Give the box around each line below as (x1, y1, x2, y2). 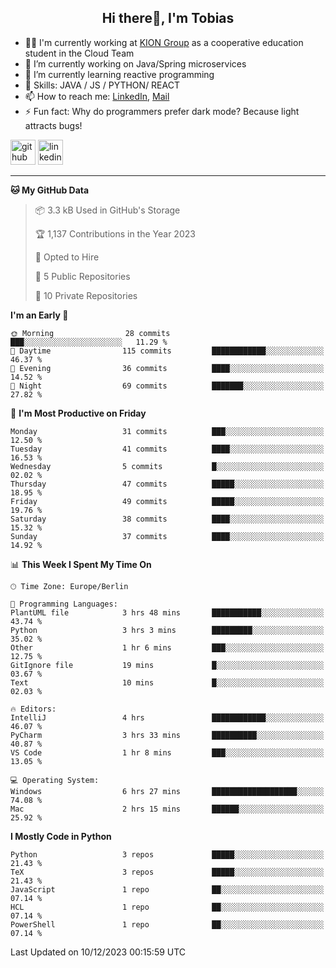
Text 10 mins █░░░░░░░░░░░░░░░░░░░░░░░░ (10, 677, 325, 688)
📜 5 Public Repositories (34, 270, 131, 282)
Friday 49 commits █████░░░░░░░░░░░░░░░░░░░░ (10, 496, 325, 506)
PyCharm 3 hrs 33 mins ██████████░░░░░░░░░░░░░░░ (10, 730, 325, 740)
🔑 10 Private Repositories (34, 289, 138, 301)
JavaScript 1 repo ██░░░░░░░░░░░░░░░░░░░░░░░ (10, 884, 325, 895)
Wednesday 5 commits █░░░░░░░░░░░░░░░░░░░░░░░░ (10, 461, 325, 471)
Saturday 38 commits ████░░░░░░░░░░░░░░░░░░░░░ (10, 514, 325, 524)
